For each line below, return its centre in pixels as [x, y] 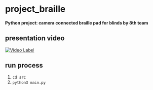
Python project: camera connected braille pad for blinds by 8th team [77, 22]
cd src [19, 78]
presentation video [35, 38]
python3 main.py [29, 83]
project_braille [35, 9]
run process [24, 65]
